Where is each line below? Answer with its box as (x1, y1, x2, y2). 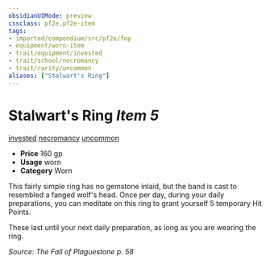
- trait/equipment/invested (8, 49, 103, 57)
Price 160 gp (19, 148, 63, 158)
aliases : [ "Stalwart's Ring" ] (8, 72, 110, 80)
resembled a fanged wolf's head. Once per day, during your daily (8, 190, 225, 200)
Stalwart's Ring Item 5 (8, 106, 160, 125)
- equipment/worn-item (8, 42, 85, 50)
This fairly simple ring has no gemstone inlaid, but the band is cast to (8, 181, 238, 191)
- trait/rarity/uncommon (8, 64, 92, 72)
